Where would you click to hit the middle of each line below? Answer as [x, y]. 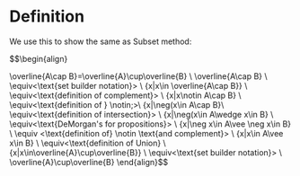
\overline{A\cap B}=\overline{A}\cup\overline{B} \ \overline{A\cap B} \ [138, 76]
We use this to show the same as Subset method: [101, 41]
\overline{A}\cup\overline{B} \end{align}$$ [89, 162]
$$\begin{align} [39, 58]
